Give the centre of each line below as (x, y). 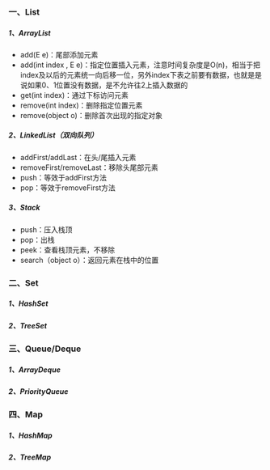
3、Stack (24, 208)
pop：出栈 (37, 239)
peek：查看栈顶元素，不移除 (67, 250)
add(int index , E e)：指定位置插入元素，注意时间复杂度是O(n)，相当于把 (140, 65)
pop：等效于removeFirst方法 (67, 188)
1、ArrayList (30, 32)
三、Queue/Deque (45, 349)
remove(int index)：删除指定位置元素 (81, 105)
